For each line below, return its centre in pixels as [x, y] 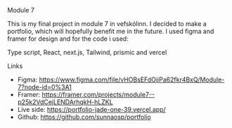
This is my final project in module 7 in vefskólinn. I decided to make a [107, 24]
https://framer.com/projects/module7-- [98, 95]
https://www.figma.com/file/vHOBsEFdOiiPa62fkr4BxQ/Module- [132, 79]
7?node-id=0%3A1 [45, 87]
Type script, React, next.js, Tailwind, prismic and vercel [87, 52]
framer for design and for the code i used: [68, 39]
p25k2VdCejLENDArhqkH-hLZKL [65, 102]
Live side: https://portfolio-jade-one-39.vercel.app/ [92, 109]
